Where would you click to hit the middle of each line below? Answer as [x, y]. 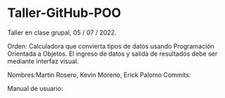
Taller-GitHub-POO [64, 13]
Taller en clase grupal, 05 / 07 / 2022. [62, 32]
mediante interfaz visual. [43, 61]
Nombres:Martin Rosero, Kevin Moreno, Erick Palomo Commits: [99, 75]
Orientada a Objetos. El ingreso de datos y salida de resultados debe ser [112, 54]
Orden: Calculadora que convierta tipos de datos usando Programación [111, 46]
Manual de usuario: [35, 88]
